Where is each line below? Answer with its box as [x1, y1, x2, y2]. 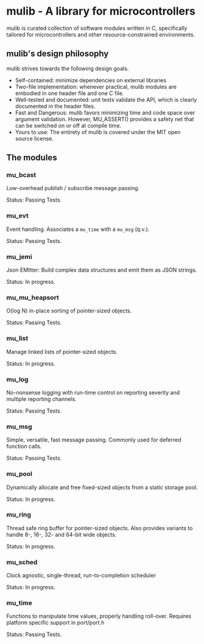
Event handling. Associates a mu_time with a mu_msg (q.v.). [6, 225, 150, 233]
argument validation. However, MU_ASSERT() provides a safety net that [15, 115, 194, 122]
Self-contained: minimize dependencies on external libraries [15, 76, 167, 83]
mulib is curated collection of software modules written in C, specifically [6, 24, 188, 32]
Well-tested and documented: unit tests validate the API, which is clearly [15, 96, 197, 103]
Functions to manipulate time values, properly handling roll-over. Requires [6, 612, 192, 620]
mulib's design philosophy [6, 49, 109, 59]
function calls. [6, 443, 42, 450]
